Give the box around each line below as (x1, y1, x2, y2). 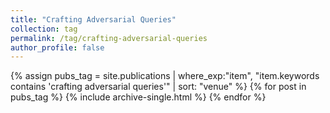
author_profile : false (10, 42, 105, 53)
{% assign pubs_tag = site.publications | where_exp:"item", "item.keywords (10, 70, 320, 82)
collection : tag (10, 24, 78, 34)
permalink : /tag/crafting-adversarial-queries (10, 33, 208, 43)
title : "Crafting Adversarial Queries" (10, 14, 177, 25)
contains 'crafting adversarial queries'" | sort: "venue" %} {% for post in (10, 81, 307, 93)
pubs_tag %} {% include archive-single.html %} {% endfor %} (10, 91, 267, 103)
